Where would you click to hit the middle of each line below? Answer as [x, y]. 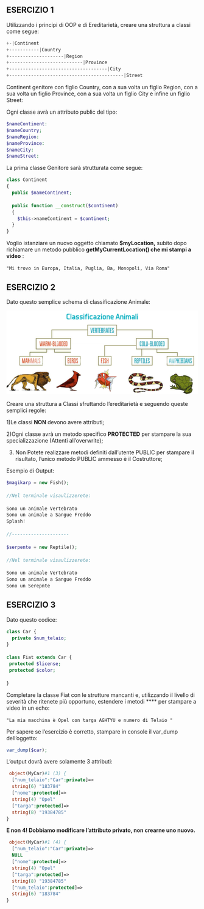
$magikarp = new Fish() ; [38, 483]
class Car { [21, 631]
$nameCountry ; [24, 130]
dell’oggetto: [22, 738]
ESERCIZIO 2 [31, 287]
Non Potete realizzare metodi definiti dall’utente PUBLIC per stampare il [104, 452]
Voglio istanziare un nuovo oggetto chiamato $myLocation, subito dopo [97, 243]
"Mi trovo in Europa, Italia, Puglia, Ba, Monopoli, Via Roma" [88, 268]
